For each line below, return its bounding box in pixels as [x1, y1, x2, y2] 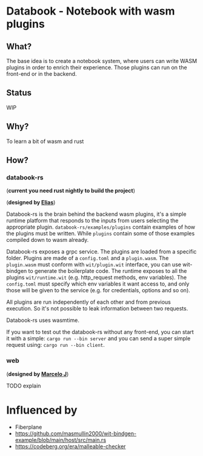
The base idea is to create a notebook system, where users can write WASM [6, 58, 198, 64]
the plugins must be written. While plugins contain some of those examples [6, 230, 195, 237]
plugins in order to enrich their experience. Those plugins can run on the [6, 64, 187, 71]
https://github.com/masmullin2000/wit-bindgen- [15, 429, 137, 437]
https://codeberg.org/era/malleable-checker [15, 443, 126, 450]
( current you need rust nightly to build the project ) [6, 187, 135, 195]
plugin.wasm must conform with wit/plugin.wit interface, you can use [6, 261, 182, 268]
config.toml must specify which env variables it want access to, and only [6, 280, 190, 287]
